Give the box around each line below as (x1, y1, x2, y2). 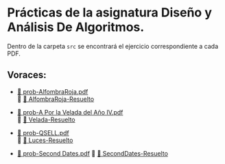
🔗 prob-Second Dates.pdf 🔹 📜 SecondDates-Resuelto (16, 149, 168, 157)
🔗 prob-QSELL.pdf (16, 128, 70, 137)
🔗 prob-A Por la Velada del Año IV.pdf (16, 108, 123, 116)
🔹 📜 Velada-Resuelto (16, 115, 75, 124)
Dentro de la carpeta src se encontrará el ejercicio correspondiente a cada (7, 42, 219, 50)
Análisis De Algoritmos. (7, 19, 145, 35)
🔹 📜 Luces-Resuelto (16, 136, 73, 144)
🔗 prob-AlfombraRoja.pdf (16, 87, 88, 95)
